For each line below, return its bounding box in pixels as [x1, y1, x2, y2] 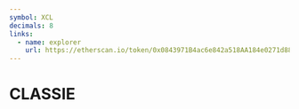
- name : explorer [17, 37, 82, 47]
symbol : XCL [9, 12, 53, 22]
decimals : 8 [9, 21, 53, 30]
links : [9, 29, 34, 38]
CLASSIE [9, 84, 76, 105]
